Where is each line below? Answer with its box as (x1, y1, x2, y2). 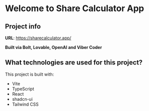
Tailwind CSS (12, 101, 39, 107)
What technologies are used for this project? (5, 59, 143, 67)
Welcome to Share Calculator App (5, 3, 144, 14)
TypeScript (12, 86, 34, 92)
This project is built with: (5, 71, 54, 77)
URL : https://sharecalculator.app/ (5, 35, 71, 41)
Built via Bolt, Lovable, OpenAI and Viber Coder (5, 45, 102, 50)
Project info (5, 22, 41, 31)
